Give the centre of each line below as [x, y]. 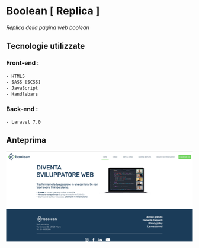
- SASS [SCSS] [24, 82]
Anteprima [26, 140]
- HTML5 [16, 76]
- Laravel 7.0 [24, 122]
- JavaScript [22, 88]
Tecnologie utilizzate [46, 46]
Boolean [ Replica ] [53, 11]
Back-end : [22, 109]
